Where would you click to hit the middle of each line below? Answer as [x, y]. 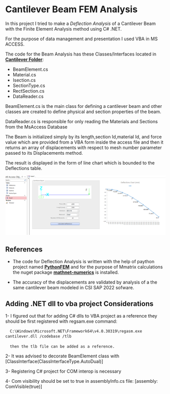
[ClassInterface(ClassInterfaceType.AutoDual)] [54, 361]
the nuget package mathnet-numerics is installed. [66, 272]
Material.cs [24, 74]
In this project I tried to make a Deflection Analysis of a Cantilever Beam [81, 23]
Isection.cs [24, 80]
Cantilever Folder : [25, 59]
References [24, 249]
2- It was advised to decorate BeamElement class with [62, 356]
